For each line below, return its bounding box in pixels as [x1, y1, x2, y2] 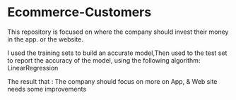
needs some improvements [7, 85, 87, 93]
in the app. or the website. [7, 35, 83, 43]
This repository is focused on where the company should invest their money [7, 27, 229, 36]
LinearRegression [7, 63, 59, 72]
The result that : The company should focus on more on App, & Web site [7, 77, 218, 85]
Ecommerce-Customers [7, 4, 152, 20]
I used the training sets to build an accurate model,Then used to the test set [7, 49, 228, 57]
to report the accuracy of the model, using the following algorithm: [7, 56, 201, 64]
